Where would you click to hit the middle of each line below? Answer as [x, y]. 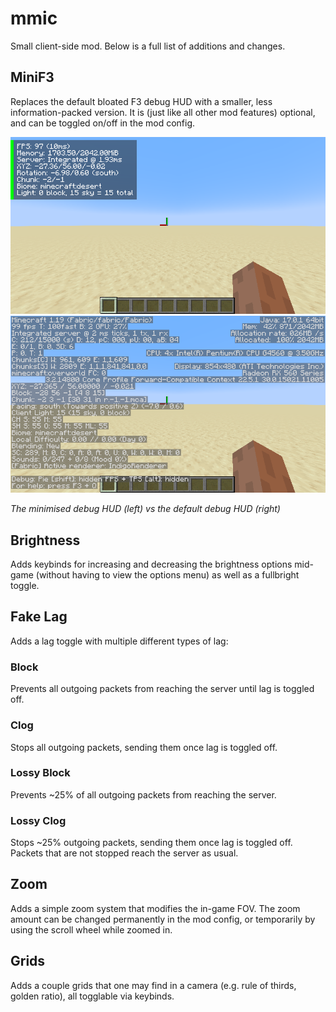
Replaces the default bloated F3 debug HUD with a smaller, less [141, 101]
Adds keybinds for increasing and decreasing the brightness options [151, 564]
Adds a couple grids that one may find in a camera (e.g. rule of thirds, [153, 985]
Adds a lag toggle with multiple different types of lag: [119, 641]
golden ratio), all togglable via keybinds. [92, 996]
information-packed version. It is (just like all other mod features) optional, [163, 112]
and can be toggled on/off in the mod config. [103, 123]
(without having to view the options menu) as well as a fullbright [167, 575]
